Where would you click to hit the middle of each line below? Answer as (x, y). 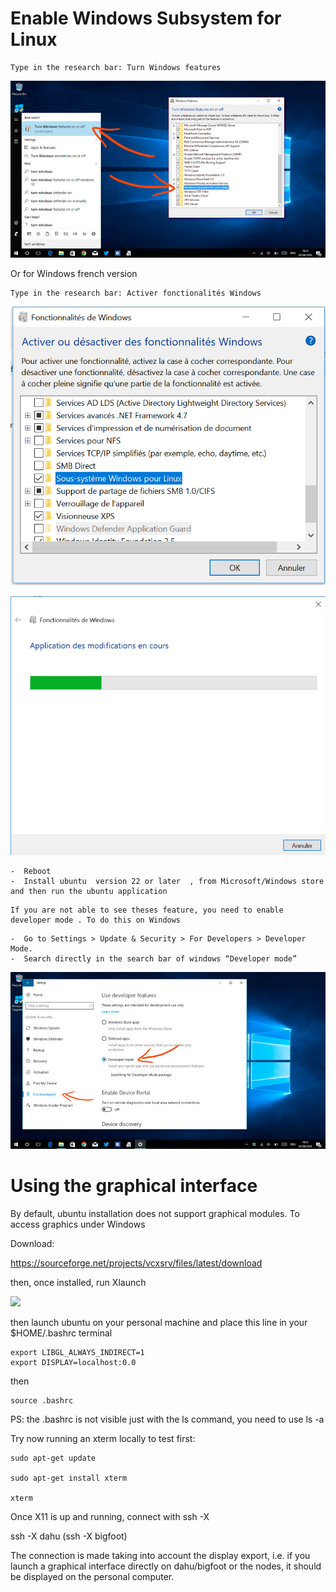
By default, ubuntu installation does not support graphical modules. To (155, 1213)
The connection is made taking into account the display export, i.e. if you (160, 1555)
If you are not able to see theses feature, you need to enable (147, 910)
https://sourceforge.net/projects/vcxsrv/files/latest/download (136, 1263)
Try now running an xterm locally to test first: (103, 1438)
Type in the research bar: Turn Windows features (116, 67)
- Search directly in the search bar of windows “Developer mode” (154, 959)
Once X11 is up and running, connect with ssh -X (110, 1516)
